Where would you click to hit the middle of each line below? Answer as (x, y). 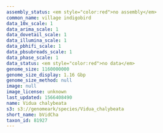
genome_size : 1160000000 (38, 69)
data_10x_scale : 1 (30, 23)
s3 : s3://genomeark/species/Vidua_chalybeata (65, 109)
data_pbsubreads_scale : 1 (39, 52)
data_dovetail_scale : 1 (37, 35)
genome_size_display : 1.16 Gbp (46, 75)
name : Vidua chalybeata (37, 103)
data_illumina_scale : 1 (37, 40)
